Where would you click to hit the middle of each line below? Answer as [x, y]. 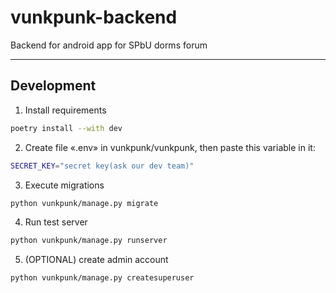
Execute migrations [64, 185]
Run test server [56, 222]
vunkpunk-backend [94, 17]
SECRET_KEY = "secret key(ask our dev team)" [102, 166]
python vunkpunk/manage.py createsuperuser [102, 278]
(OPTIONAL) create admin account [96, 260]
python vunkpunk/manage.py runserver [89, 241]
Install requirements [65, 110]
